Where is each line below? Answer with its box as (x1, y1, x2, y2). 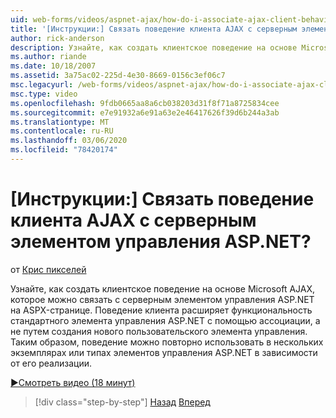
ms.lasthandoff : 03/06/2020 (10, 136, 128, 146)
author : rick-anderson (10, 33, 105, 43)
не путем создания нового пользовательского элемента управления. (10, 325, 308, 337)
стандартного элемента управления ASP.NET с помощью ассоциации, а (10, 314, 321, 326)
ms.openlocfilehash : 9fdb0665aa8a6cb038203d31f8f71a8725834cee (10, 98, 280, 108)
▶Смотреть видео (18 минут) (10, 376, 136, 388)
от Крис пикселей (10, 263, 87, 275)
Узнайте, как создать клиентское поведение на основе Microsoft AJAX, (10, 282, 316, 295)
